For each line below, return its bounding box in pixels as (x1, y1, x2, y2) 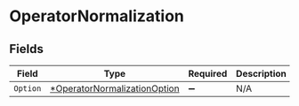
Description (235, 68, 287, 79)
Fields (9, 42, 44, 57)
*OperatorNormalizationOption (50, 82, 180, 95)
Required (188, 68, 228, 79)
